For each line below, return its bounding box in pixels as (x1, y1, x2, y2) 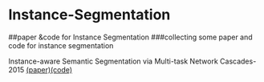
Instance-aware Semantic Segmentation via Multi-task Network (8, 56, 218, 66)
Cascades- (219, 56, 257, 66)
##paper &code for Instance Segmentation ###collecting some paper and (8, 32, 253, 42)
